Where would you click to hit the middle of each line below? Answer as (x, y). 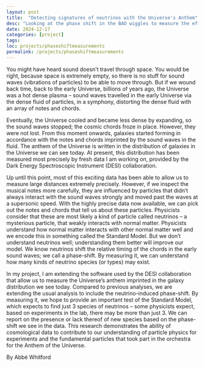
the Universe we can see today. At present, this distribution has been (93, 152)
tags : (13, 40)
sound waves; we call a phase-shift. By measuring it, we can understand (98, 255)
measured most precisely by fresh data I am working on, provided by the (98, 159)
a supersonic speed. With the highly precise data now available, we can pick (102, 203)
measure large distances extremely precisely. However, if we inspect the (98, 183)
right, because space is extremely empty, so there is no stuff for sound (95, 76)
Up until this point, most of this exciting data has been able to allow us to (98, 177)
